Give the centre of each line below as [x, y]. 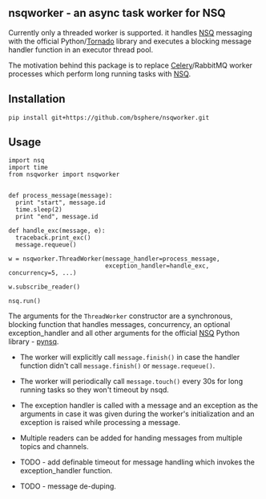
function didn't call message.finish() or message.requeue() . [117, 366]
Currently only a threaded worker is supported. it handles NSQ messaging [130, 32]
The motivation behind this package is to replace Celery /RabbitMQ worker [131, 65]
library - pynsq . [34, 342]
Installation [37, 99]
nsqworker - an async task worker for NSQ [117, 13]
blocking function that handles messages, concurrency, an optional [119, 325]
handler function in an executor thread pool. [81, 49]
